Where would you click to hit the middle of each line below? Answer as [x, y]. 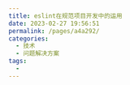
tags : [17, 62]
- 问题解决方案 [38, 53]
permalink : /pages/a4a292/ [54, 31]
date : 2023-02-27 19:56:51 [54, 23]
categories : [28, 38]
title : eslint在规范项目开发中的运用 [65, 16]
